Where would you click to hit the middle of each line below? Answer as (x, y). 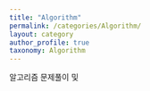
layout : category (42, 34)
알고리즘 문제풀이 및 (44, 78)
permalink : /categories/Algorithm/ (75, 26)
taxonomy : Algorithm (48, 51)
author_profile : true (50, 42)
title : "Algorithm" (46, 17)
